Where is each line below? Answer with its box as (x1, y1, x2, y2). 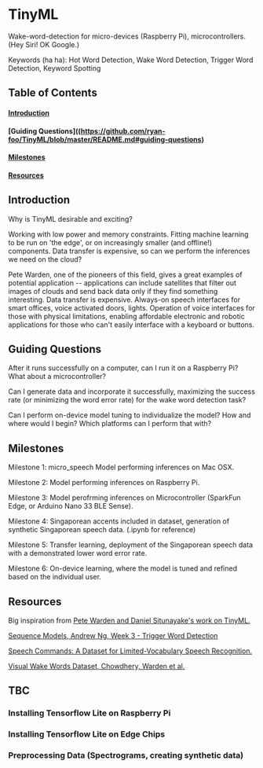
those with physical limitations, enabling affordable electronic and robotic (8, 311, 245, 321)
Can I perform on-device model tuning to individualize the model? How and (8, 410, 251, 420)
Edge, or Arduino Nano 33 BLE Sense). (8, 502, 133, 511)
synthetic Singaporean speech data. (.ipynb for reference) (8, 525, 196, 535)
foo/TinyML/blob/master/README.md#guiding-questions (8, 134, 202, 144)
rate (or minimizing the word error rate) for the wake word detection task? (8, 395, 247, 405)
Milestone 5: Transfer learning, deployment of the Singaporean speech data (8, 540, 254, 549)
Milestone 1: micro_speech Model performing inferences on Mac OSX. (8, 462, 234, 472)
